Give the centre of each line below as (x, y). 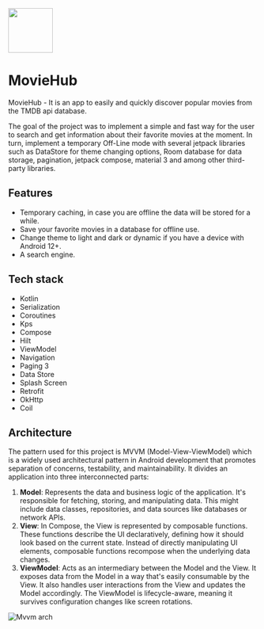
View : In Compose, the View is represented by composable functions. (134, 526)
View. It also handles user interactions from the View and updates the (132, 585)
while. (29, 220)
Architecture (40, 432)
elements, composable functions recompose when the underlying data (135, 551)
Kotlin (29, 298)
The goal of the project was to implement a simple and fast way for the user (132, 126)
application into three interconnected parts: (79, 477)
